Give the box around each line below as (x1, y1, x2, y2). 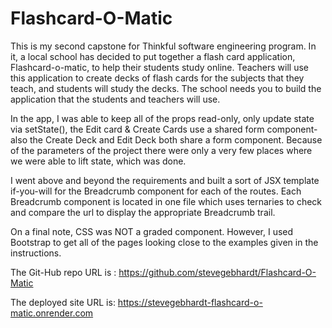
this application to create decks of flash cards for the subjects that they (10, 72, 305, 84)
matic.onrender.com (10, 307, 94, 319)
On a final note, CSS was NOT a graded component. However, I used (10, 225, 294, 237)
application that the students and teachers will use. (10, 93, 221, 105)
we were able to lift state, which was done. (10, 155, 187, 167)
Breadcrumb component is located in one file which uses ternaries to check (10, 195, 323, 207)
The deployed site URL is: (10, 296, 116, 308)
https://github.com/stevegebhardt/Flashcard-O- (118, 266, 317, 278)
